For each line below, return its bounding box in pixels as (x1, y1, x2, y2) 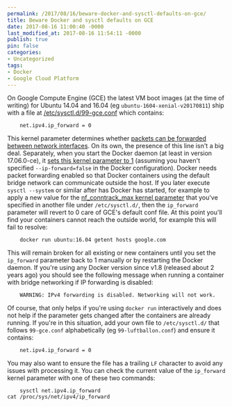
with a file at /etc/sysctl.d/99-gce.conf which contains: (7, 109, 165, 117)
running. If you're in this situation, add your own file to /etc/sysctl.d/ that (7, 319, 220, 327)
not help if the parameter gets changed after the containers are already (7, 311, 211, 320)
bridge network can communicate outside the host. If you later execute (7, 179, 210, 187)
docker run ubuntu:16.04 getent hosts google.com (19, 237, 167, 244)
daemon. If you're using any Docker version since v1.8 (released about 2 (7, 264, 215, 272)
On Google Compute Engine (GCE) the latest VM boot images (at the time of (7, 94, 224, 102)
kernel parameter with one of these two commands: (7, 374, 156, 383)
